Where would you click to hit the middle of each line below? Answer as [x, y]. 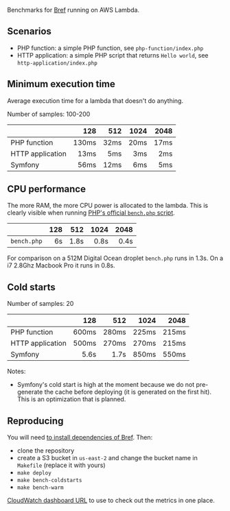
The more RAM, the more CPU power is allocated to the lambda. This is [107, 206]
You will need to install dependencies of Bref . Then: [80, 438]
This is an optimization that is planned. [71, 399]
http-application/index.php [57, 63]
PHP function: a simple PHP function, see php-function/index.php [110, 48]
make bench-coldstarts [49, 480]
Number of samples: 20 [41, 304]
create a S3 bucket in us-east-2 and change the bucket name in [107, 458]
